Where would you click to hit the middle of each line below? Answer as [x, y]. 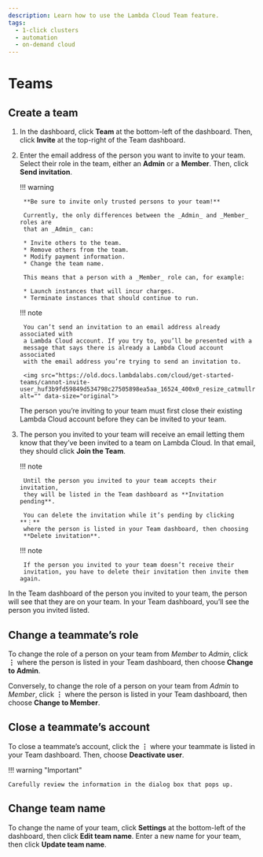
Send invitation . [46, 172]
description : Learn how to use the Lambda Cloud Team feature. [114, 15]
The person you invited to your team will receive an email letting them [132, 435]
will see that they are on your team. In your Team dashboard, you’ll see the [129, 602]
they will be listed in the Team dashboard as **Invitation [124, 495]
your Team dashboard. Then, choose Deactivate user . [96, 755]
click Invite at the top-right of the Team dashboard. [102, 140]
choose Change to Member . [54, 703]
